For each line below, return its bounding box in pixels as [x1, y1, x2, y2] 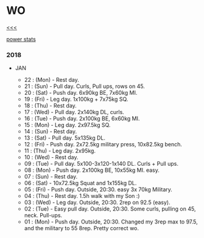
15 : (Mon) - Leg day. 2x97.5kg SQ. [24, 121, 111, 129]
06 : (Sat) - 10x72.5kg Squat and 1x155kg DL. [24, 180, 137, 187]
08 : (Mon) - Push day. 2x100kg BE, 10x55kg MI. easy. [24, 166, 160, 174]
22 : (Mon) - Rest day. [24, 76, 79, 84]
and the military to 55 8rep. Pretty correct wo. [24, 225, 139, 232]
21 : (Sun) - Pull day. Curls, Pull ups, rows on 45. [24, 83, 145, 90]
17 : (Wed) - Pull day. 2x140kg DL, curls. [24, 109, 125, 116]
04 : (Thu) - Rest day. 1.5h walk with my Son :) [24, 192, 140, 200]
